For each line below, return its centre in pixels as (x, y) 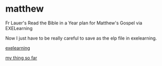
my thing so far (21, 58)
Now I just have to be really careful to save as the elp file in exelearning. (81, 38)
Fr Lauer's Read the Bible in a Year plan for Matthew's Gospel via (74, 23)
